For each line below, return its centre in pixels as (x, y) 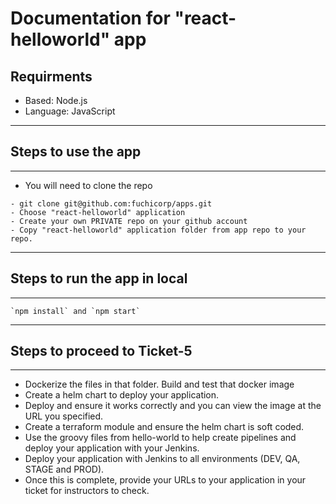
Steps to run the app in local (99, 278)
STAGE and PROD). (64, 469)
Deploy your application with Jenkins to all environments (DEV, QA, (162, 459)
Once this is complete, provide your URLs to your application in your (165, 480)
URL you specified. (64, 416)
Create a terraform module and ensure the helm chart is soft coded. (164, 427)
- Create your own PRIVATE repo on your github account (129, 221)
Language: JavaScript (70, 111)
